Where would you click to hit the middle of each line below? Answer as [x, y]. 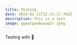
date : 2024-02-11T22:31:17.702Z [38, 14]
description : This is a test [35, 19]
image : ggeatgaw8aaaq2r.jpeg [35, 23]
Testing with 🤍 [20, 37]
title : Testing [21, 10]
